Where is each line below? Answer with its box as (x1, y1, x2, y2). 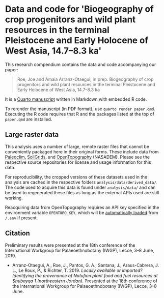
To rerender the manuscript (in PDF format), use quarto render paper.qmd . (5, 106, 156, 112)
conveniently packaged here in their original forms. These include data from (5, 149, 159, 154)
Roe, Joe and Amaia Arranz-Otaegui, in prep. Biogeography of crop (17, 76, 154, 82)
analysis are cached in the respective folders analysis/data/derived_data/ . (5, 179, 158, 185)
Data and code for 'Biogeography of (5, 3, 154, 15)
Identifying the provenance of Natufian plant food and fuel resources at (12, 272, 158, 278)
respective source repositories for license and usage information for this (5, 159, 151, 165)
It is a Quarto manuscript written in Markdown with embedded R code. (5, 96, 147, 102)
